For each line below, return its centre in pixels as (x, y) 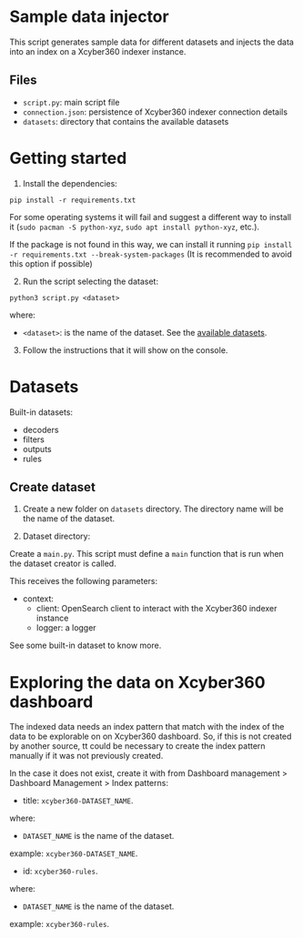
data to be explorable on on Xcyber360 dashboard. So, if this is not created (151, 736)
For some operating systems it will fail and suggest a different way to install (151, 217)
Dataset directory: (56, 536)
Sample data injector (90, 17)
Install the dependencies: (70, 183)
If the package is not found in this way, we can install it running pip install (151, 244)
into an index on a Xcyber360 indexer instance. (98, 51)
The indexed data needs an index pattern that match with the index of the (147, 727)
